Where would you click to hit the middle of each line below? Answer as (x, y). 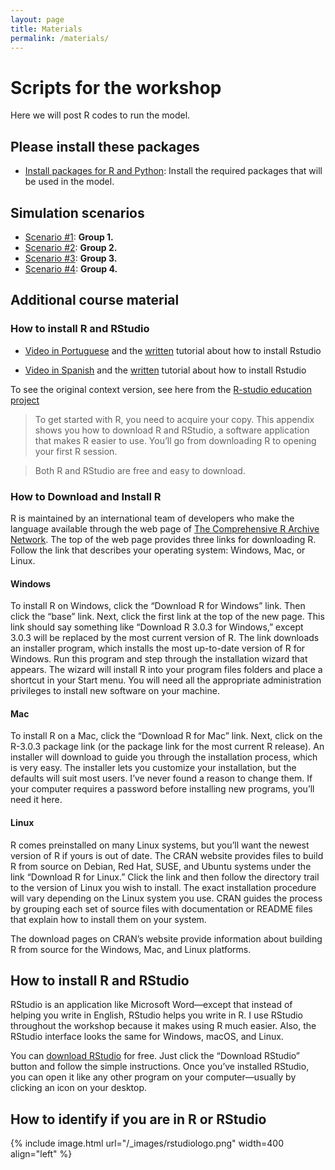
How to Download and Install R (86, 496)
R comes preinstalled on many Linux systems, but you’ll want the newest (160, 845)
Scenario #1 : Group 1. (69, 237)
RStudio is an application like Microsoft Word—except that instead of (151, 1005)
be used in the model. (69, 182)
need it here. (36, 800)
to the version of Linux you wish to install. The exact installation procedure (163, 887)
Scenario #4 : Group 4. (71, 268)
